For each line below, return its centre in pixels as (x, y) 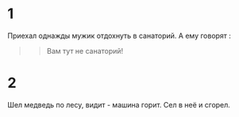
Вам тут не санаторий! (85, 51)
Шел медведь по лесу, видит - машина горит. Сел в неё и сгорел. (119, 104)
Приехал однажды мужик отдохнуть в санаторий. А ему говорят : (119, 36)
